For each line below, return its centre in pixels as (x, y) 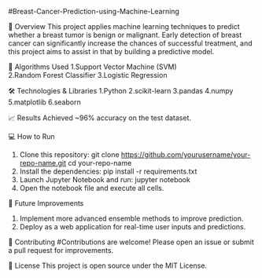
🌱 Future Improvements (46, 203)
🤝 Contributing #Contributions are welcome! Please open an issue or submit (131, 242)
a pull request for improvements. (61, 250)
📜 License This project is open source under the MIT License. (107, 265)
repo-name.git (43, 163)
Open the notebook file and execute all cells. (92, 188)
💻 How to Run (31, 136)
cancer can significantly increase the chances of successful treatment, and (130, 43)
